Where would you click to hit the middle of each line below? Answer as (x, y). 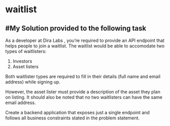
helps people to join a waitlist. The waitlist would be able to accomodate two (85, 46)
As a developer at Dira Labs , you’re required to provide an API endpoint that (85, 40)
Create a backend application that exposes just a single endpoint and (77, 112)
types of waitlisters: (26, 51)
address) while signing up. (33, 82)
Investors (22, 61)
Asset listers (26, 67)
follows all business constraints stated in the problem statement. (73, 118)
